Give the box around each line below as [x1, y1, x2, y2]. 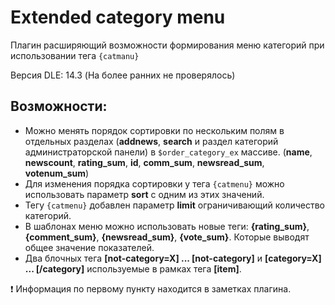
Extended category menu [10, 6, 226, 29]
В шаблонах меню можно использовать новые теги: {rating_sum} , [24, 220, 310, 232]
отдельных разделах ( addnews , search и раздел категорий [24, 135, 279, 147]
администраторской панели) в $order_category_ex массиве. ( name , [24, 146, 313, 158]
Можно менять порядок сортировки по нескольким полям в [24, 124, 285, 136]
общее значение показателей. [24, 241, 155, 253]
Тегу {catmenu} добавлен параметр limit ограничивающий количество [24, 199, 325, 211]
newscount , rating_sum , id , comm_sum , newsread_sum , [24, 156, 265, 168]
